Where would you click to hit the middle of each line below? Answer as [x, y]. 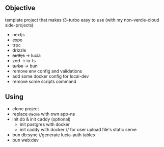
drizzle [19, 50]
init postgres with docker [45, 124]
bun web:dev [26, 140]
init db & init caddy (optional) [41, 119]
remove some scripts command [44, 81]
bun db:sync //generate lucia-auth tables [54, 135]
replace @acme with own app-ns [43, 114]
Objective [20, 8]
